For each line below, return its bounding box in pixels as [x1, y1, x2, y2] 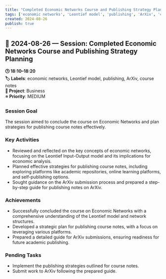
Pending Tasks [5, 251, 41, 258]
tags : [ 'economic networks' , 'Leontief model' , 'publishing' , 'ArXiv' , [5, 12, 156, 17]
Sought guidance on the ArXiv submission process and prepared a [12, 179, 148, 185]
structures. [12, 218, 35, 224]
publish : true [5, 21, 35, 26]
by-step [12, 184, 29, 190]
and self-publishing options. [12, 174, 70, 180]
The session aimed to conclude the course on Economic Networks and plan [5, 119, 160, 125]
